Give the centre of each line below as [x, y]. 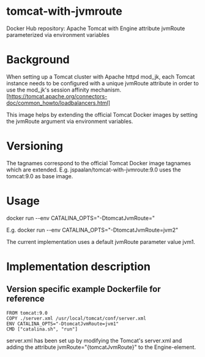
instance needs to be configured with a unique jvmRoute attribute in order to [102, 83]
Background [38, 60]
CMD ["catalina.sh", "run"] [42, 329]
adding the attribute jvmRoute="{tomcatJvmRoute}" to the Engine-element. [101, 347]
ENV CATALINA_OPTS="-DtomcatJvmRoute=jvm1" [63, 324]
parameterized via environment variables [58, 34]
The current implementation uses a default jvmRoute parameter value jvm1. [101, 241]
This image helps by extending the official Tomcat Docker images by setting [102, 114]
